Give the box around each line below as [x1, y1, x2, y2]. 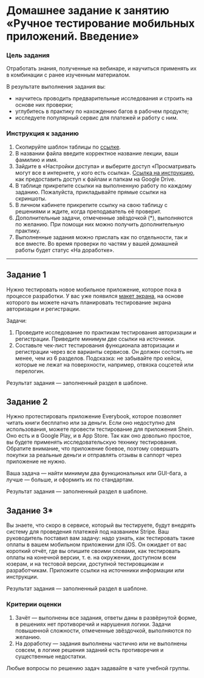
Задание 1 [6, 270, 47, 280]
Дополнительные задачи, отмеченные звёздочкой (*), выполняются [15, 214, 193, 222]
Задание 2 [6, 396, 48, 407]
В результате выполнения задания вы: [6, 83, 106, 90]
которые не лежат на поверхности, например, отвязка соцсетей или [15, 361, 194, 368]
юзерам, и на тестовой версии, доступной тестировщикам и [6, 560, 164, 568]
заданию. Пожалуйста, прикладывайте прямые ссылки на [15, 188, 167, 195]
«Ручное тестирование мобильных [6, 16, 195, 30]
